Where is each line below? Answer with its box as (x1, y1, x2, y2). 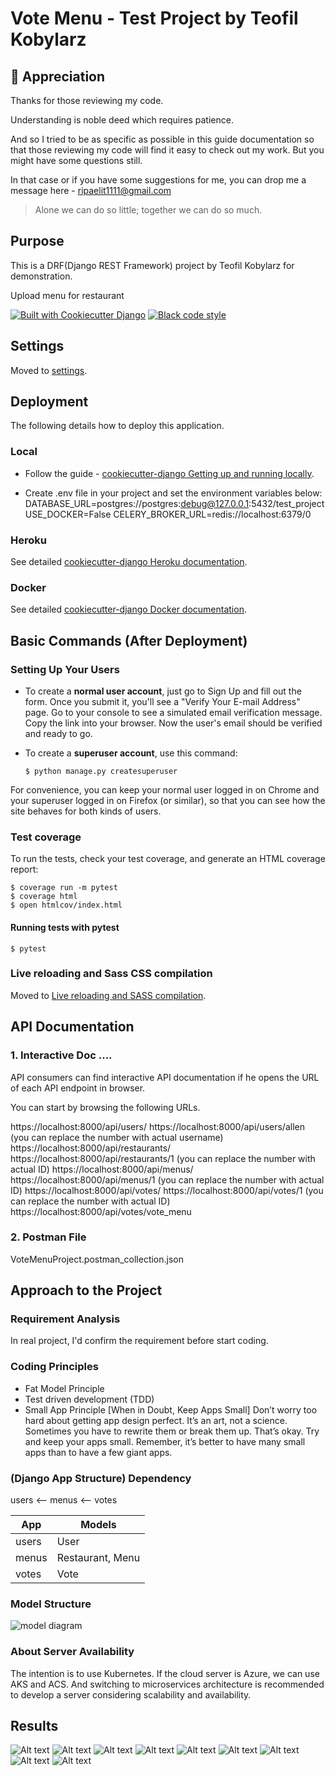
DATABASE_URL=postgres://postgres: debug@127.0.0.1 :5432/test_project (24, 497, 325, 509)
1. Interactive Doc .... (10, 1048, 113, 1062)
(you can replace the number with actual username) (10, 1131, 224, 1143)
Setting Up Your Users (10, 662, 120, 676)
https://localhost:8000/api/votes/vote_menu (10, 1205, 192, 1217)
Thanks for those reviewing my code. (10, 95, 164, 106)
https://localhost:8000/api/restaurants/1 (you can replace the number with (10, 1152, 316, 1164)
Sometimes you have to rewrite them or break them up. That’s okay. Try (24, 1425, 320, 1437)
